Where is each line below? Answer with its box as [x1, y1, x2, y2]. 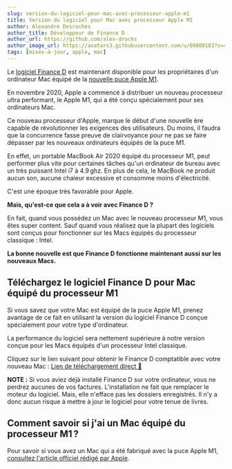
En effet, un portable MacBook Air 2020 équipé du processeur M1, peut [7, 151, 211, 160]
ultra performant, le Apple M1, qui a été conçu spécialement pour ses [7, 95, 204, 104]
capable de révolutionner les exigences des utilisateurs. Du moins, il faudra [7, 124, 221, 132]
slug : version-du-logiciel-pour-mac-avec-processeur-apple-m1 [7, 10, 190, 17]
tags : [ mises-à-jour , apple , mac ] [7, 49, 107, 56]
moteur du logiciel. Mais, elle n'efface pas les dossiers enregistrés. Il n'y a [7, 390, 217, 398]
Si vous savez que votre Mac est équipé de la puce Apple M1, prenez [7, 305, 204, 314]
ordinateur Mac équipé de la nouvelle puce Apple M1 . [7, 75, 159, 83]
